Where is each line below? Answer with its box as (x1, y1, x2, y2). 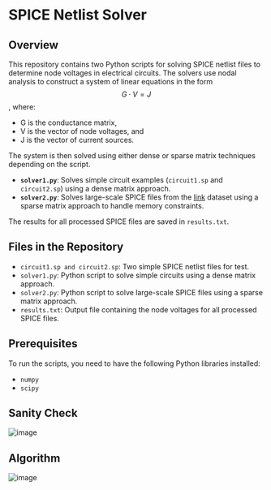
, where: (8, 102, 37, 111)
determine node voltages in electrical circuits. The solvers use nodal (8, 68, 237, 78)
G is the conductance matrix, (19, 118, 118, 127)
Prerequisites (8, 337, 78, 350)
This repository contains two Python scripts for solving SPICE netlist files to (8, 59, 261, 69)
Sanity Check (8, 406, 79, 420)
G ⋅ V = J (121, 89, 152, 99)
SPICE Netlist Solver (8, 6, 148, 24)
